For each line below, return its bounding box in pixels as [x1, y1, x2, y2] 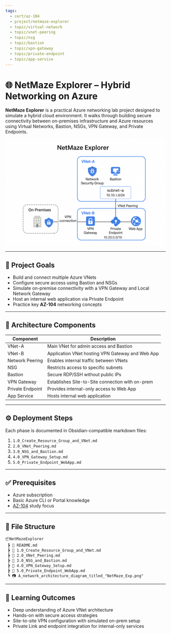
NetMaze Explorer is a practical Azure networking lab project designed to [5, 107, 160, 113]
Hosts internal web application [47, 393, 111, 399]
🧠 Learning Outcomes [5, 593, 75, 602]
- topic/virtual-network [10, 24, 63, 30]
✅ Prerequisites [5, 478, 56, 487]
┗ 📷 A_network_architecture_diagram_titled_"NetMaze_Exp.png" [7, 573, 144, 578]
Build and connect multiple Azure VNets [12, 274, 97, 280]
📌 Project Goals [5, 260, 55, 270]
